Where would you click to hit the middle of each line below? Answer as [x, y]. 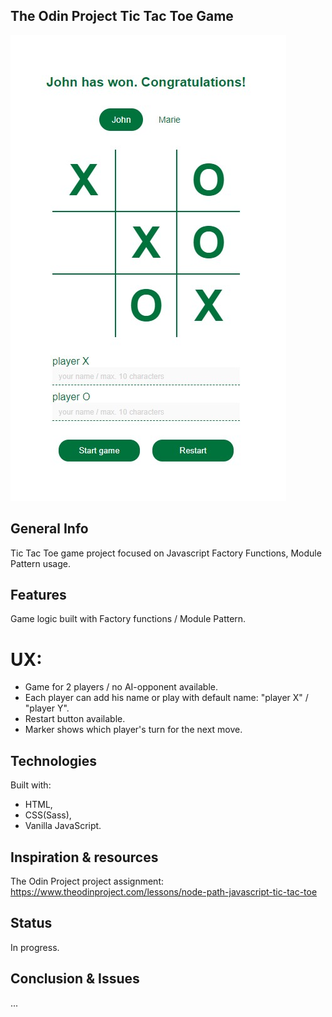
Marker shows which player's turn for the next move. [133, 730]
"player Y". [47, 708]
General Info [49, 529]
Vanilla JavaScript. [63, 826]
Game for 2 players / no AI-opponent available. [121, 687]
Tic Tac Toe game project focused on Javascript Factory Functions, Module [166, 553]
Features [38, 595]
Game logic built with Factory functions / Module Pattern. [128, 619]
